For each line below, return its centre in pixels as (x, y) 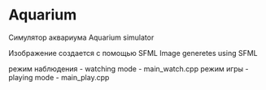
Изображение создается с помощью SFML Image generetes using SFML (133, 53)
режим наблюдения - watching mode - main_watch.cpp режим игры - (129, 69)
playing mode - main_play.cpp (59, 77)
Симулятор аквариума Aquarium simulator (81, 37)
